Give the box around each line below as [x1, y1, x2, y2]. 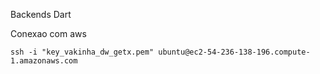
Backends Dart [10, 9, 72, 20]
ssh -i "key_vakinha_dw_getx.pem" [10, 47, 155, 57]
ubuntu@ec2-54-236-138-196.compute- [158, 47, 311, 57]
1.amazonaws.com [10, 56, 78, 66]
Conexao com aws [10, 28, 87, 39]
